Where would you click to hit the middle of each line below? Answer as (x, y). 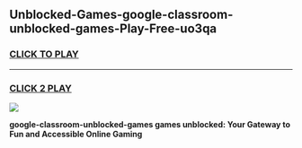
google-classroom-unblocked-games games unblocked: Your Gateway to (150, 124)
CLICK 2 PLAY (40, 88)
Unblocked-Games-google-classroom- (121, 15)
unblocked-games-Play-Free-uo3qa (113, 29)
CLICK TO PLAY (44, 55)
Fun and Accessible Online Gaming (76, 134)
